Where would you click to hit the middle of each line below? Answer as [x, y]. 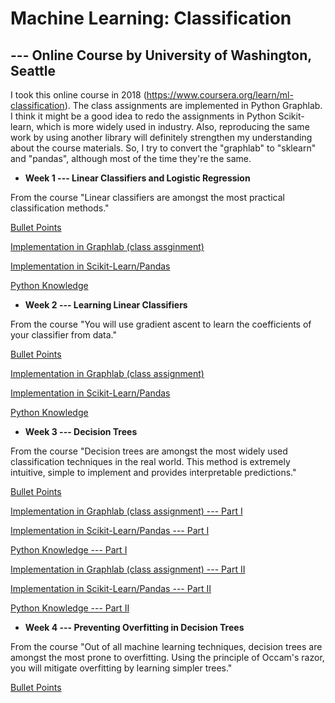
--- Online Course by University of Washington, [161, 55]
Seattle [33, 70]
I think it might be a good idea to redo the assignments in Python [143, 116]
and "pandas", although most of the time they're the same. [131, 158]
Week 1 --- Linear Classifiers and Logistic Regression [137, 178]
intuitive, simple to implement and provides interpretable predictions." [153, 472]
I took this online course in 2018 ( [78, 95]
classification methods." [60, 208]
